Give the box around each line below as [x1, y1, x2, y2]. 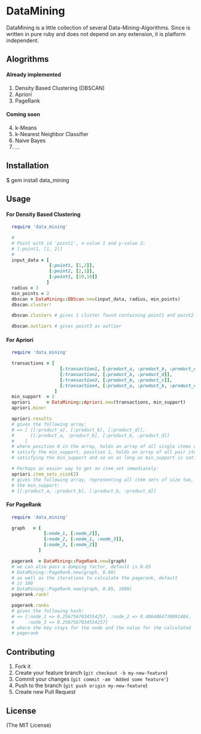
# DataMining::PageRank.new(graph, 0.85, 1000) [11, 586, 133, 592]
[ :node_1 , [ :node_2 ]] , [44, 531, 100, 537]
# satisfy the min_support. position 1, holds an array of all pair [11, 449, 186, 455]
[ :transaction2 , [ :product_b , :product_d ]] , [59, 371, 172, 377]
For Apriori [6, 336, 34, 343]
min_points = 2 [11, 290, 50, 296]
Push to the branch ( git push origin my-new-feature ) [14, 682, 148, 689]
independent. [6, 37, 39, 44]
